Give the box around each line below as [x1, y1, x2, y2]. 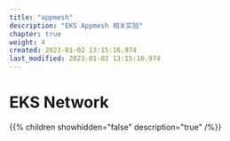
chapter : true [9, 29, 62, 38]
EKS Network [9, 92, 109, 113]
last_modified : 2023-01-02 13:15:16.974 [9, 54, 162, 63]
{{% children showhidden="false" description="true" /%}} [9, 121, 222, 132]
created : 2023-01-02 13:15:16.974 [9, 46, 138, 55]
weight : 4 [9, 37, 46, 47]
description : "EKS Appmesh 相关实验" [9, 21, 144, 30]
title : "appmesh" [9, 12, 74, 22]
